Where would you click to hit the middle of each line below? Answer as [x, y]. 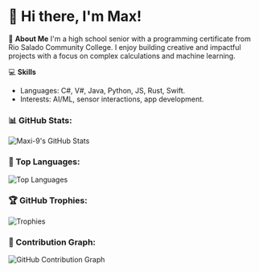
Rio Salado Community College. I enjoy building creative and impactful [125, 47]
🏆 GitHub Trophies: [48, 200]
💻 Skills [22, 72]
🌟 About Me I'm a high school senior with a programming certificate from [129, 39]
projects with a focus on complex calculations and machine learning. [122, 56]
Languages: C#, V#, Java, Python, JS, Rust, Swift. [103, 90]
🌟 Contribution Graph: [52, 242]
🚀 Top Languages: [44, 162]
